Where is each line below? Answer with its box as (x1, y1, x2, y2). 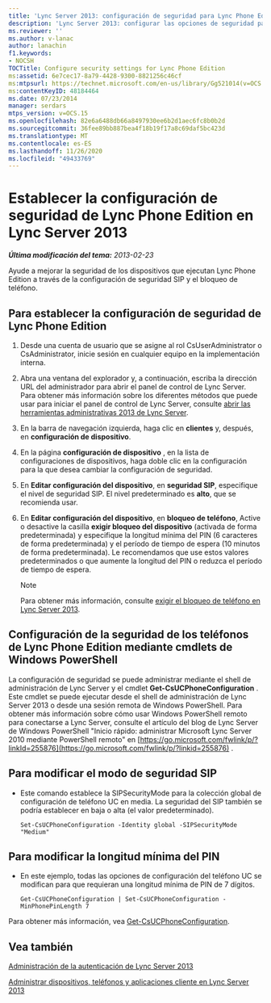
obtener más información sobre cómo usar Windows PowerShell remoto (8, 708, 248, 719)
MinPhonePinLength (19, 902, 82, 911)
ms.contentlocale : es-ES (8, 139, 92, 148)
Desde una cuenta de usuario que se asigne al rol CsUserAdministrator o (19, 341, 262, 350)
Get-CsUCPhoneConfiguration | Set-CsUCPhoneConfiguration (19, 896, 219, 904)
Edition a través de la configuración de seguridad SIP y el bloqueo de (8, 275, 238, 284)
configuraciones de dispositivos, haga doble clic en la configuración (19, 456, 248, 465)
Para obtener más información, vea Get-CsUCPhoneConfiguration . (8, 917, 230, 926)
